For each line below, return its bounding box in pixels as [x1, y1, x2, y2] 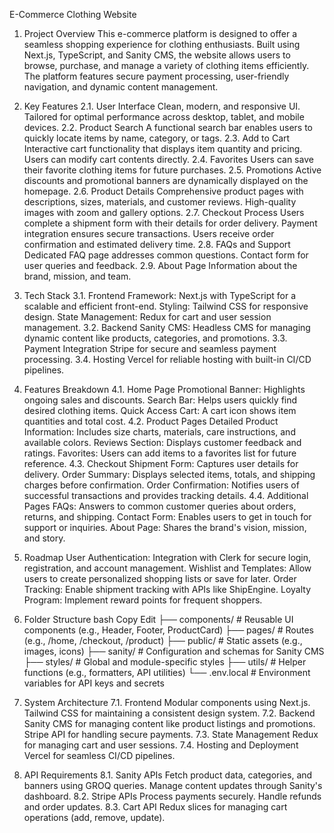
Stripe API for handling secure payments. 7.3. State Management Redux [23, 729, 319, 740]
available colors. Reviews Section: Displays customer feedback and [23, 437, 302, 448]
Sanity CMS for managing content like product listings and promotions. [23, 718, 316, 729]
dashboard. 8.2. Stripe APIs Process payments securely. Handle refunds [23, 790, 322, 802]
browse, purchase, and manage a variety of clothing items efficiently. [23, 60, 310, 71]
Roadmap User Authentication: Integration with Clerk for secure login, [23, 552, 312, 563]
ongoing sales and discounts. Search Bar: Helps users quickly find [23, 394, 298, 406]
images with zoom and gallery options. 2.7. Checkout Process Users [23, 207, 305, 218]
